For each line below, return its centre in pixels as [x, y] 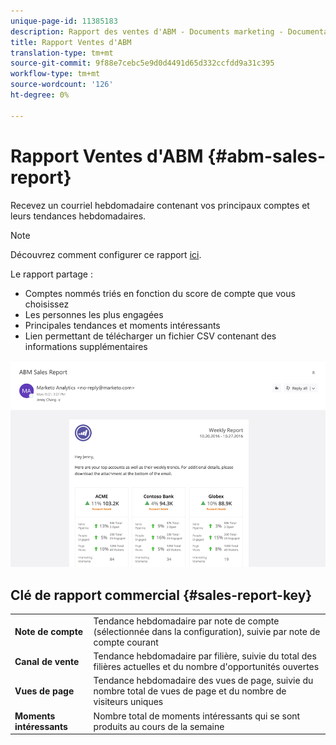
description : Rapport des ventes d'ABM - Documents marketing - [147, 31]
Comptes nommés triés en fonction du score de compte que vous [160, 293]
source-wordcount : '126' [62, 85]
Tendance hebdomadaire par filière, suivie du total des [205, 656]
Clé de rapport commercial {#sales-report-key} [161, 595]
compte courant [126, 642]
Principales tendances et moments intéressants [122, 325]
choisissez [47, 304]
